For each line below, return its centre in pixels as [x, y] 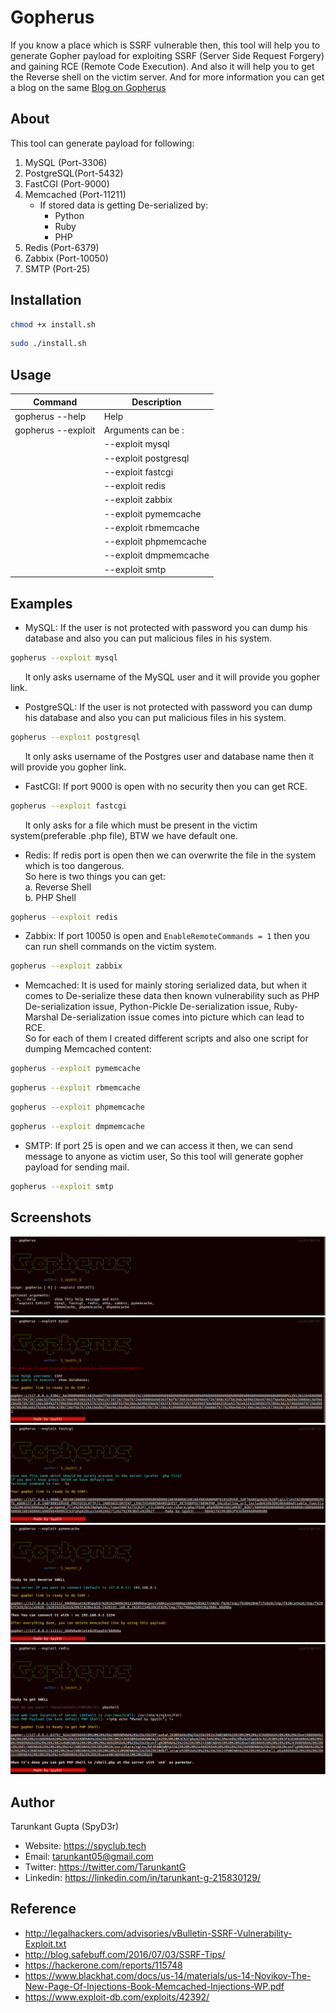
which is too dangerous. [74, 865]
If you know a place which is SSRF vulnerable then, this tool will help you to [165, 45]
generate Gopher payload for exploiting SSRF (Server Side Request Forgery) [167, 55]
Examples [41, 603]
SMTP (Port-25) [57, 268]
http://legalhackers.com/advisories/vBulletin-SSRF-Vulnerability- [158, 1933]
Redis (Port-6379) [62, 247]
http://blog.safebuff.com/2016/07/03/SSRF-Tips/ [125, 1954]
